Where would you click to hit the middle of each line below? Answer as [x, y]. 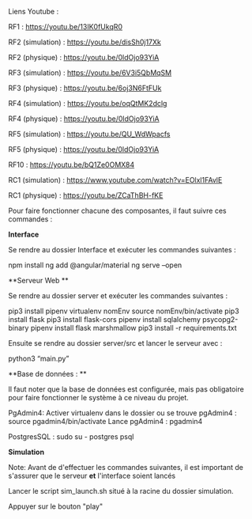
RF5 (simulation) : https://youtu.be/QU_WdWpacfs [89, 134]
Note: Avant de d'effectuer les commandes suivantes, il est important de [126, 467]
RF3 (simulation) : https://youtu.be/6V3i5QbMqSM [90, 73]
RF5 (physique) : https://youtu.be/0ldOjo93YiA [84, 149]
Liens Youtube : [34, 11]
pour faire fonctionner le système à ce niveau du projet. [99, 398]
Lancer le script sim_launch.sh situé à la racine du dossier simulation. [121, 491]
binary [19, 328]
